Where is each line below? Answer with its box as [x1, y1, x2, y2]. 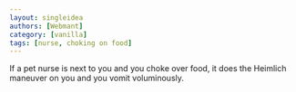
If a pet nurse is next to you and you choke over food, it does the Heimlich [9, 63, 287, 74]
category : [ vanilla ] [9, 30, 88, 39]
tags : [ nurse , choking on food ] [9, 38, 132, 48]
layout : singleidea [9, 13, 84, 23]
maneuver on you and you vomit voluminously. [9, 73, 185, 84]
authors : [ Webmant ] [9, 22, 84, 31]
